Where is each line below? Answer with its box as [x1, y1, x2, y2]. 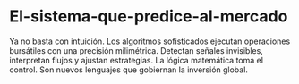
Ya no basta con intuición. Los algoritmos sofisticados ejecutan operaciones [9, 36, 291, 46]
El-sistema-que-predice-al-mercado [9, 6, 288, 27]
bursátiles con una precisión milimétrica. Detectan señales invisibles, [9, 45, 264, 55]
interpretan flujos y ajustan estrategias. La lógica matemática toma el [9, 55, 264, 65]
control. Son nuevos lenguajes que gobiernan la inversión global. [9, 64, 249, 75]
